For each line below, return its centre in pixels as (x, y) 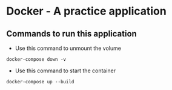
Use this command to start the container (65, 71)
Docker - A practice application (86, 11)
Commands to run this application (72, 34)
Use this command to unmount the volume (68, 48)
